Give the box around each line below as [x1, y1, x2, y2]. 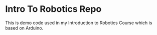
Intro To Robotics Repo [5, 3, 102, 15]
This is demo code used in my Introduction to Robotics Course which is [5, 20, 152, 26]
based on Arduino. [5, 25, 44, 31]
